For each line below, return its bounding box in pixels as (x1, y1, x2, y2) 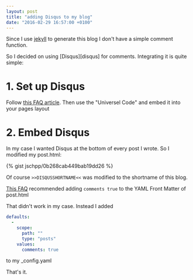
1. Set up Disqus (6, 79, 85, 93)
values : (16, 241, 35, 247)
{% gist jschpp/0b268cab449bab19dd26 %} (6, 163, 113, 170)
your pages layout (6, 105, 50, 112)
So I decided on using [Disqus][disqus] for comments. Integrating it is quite (6, 53, 187, 60)
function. (6, 42, 28, 49)
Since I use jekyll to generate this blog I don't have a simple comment (6, 36, 174, 43)
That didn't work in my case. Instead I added (6, 203, 113, 210)
